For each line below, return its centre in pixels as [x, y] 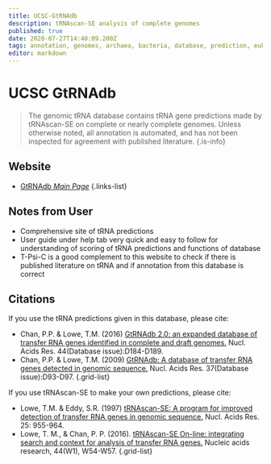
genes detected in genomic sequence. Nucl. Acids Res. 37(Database [134, 369]
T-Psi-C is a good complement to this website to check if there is [128, 257]
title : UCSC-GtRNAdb [43, 16]
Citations [32, 299]
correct [32, 274]
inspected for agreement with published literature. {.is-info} [127, 141]
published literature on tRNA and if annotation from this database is [132, 265]
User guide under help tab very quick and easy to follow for [119, 240]
